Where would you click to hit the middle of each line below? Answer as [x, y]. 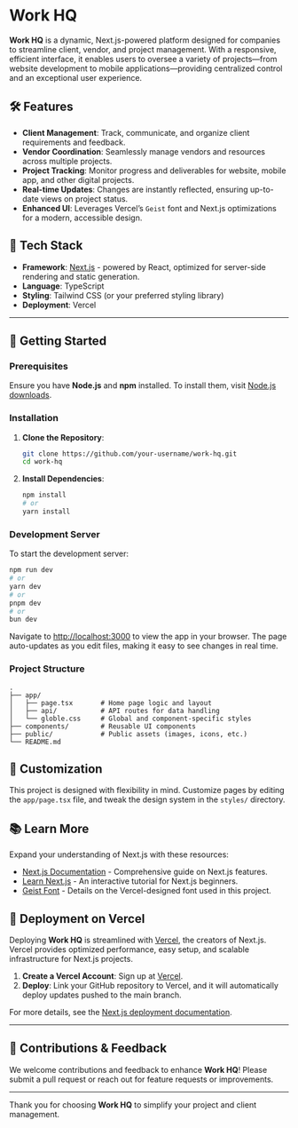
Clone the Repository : [63, 437]
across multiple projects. [67, 161]
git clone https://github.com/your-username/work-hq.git [129, 454]
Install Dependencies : [63, 479]
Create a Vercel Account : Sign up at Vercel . [102, 976]
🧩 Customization [56, 769]
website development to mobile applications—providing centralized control [146, 68]
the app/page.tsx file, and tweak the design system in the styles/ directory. [147, 799]
